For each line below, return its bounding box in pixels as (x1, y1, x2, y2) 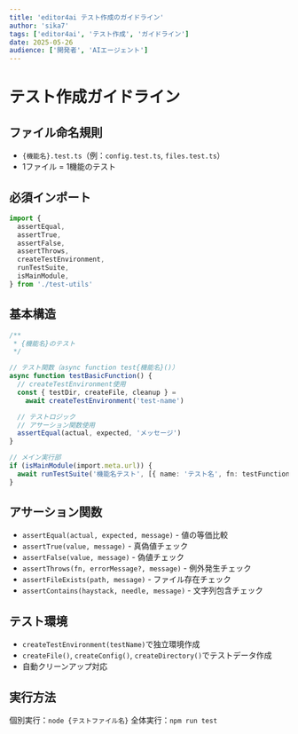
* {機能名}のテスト (12, 339, 76, 348)
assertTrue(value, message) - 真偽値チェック (21, 541, 189, 551)
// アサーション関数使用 (17, 421, 96, 430)
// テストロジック (17, 412, 76, 422)
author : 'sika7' (9, 21, 69, 30)
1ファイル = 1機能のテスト (21, 162, 117, 172)
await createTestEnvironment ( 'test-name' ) (25, 396, 184, 405)
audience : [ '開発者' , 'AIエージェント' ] (9, 46, 149, 55)
